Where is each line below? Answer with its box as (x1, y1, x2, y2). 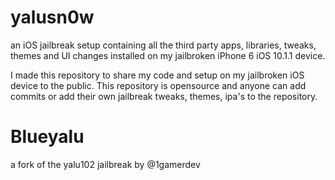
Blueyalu (10, 126, 85, 148)
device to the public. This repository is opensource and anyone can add (10, 79, 307, 91)
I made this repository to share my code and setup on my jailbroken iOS (10, 69, 305, 81)
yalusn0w (10, 6, 95, 29)
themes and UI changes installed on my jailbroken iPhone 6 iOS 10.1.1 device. (10, 49, 326, 61)
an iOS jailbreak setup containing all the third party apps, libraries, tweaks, (10, 39, 317, 51)
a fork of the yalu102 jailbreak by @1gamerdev (10, 158, 201, 170)
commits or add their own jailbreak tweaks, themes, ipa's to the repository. (10, 90, 318, 102)
